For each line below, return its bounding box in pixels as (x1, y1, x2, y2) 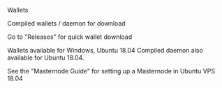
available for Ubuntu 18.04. (7, 53, 84, 62)
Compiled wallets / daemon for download (7, 19, 126, 27)
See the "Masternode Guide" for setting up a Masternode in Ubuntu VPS (7, 67, 215, 75)
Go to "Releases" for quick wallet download (7, 33, 133, 41)
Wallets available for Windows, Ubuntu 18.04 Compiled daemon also (7, 46, 204, 54)
